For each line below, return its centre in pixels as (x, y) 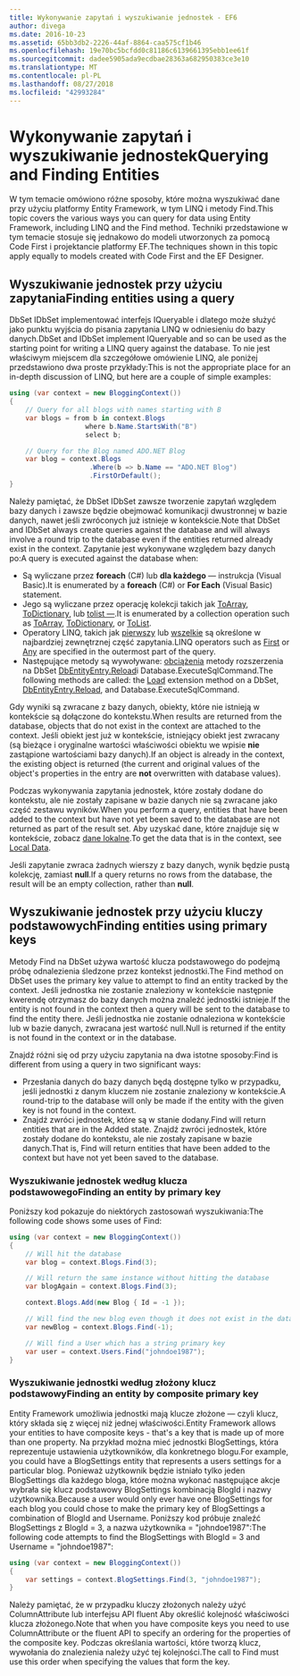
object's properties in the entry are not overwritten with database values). (145, 773)
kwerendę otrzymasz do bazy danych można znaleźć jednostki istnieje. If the (150, 999)
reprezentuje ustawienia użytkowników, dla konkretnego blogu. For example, (149, 1451)
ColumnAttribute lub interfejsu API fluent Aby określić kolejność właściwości (150, 1614)
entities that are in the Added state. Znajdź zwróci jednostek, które (145, 1129)
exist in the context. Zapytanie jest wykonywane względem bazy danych (142, 548)
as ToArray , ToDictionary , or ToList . (87, 623)
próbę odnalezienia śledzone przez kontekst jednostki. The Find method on (146, 971)
